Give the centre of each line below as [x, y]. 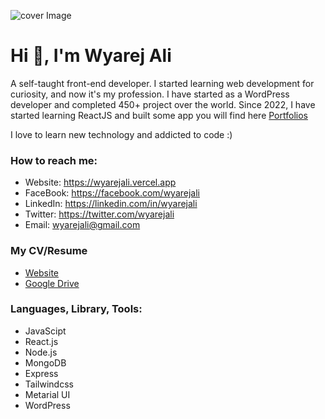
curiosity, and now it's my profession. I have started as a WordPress [150, 94]
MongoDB [45, 362]
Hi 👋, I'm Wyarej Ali [91, 56]
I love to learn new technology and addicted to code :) [121, 134]
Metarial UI [47, 394]
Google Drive [52, 283]
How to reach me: [54, 160]
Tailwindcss [49, 384]
